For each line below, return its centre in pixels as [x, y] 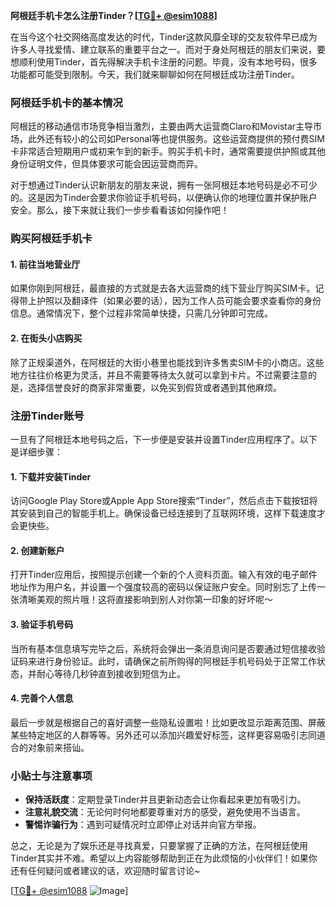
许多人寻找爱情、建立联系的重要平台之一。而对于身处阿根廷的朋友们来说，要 [168, 49]
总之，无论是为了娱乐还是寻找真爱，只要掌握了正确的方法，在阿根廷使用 [159, 846]
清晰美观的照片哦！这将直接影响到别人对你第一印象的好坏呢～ [145, 600]
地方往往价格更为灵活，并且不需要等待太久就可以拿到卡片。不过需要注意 [159, 375]
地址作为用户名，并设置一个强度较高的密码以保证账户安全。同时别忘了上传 [163, 587]
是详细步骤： [36, 451]
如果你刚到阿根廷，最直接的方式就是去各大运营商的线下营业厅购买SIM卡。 [163, 288]
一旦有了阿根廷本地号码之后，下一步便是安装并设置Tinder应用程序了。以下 [164, 439]
